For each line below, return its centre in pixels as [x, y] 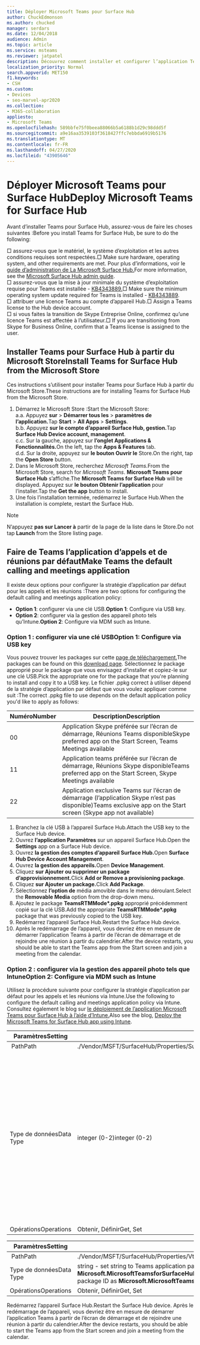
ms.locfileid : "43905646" [39, 155]
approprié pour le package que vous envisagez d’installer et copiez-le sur [97, 670]
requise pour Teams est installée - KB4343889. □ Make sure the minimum [97, 289]
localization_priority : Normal [45, 67]
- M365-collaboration [34, 111]
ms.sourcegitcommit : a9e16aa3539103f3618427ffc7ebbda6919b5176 [87, 134]
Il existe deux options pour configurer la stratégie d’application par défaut [96, 584]
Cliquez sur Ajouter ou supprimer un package [72, 872]
